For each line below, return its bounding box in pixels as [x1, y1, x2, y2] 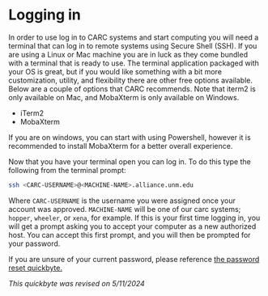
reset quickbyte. [8, 263, 63, 273]
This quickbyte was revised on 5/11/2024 [8, 278, 146, 288]
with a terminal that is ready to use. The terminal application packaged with [8, 58, 259, 68]
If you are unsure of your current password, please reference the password [8, 254, 260, 264]
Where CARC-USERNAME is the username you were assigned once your [8, 196, 236, 205]
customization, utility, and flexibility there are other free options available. [8, 75, 253, 85]
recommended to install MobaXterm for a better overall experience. [8, 141, 233, 150]
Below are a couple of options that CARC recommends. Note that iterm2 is [8, 83, 257, 94]
